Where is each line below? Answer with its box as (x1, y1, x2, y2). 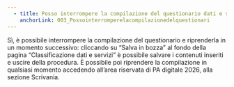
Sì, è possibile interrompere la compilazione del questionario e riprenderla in (7, 35, 226, 44)
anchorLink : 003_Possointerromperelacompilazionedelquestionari (19, 17, 210, 24)
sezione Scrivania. (7, 72, 61, 81)
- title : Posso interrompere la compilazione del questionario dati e (13, 10, 223, 17)
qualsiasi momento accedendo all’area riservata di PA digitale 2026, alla (7, 65, 213, 74)
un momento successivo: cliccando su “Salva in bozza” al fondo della (7, 43, 207, 52)
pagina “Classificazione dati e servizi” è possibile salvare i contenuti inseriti (7, 50, 224, 59)
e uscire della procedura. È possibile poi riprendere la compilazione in (7, 58, 208, 66)
